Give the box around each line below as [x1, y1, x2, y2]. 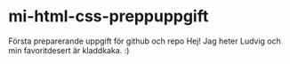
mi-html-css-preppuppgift [8, 6, 209, 27]
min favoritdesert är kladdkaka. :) [8, 44, 130, 55]
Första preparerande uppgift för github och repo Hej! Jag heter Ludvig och [8, 36, 281, 46]
